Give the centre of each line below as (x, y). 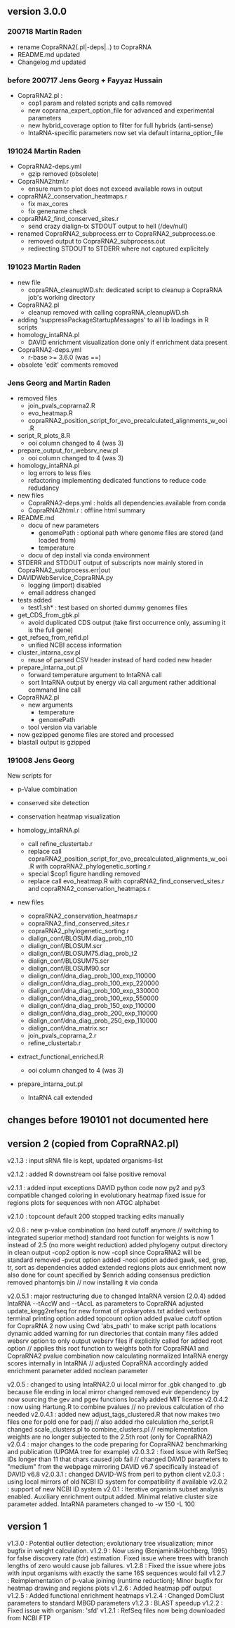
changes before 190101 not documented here (108, 1119)
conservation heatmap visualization (69, 816)
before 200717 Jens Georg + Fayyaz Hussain (85, 80)
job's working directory (61, 297)
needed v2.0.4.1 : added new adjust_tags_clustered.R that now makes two (114, 1415)
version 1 (27, 1526)
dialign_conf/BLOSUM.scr (65, 946)
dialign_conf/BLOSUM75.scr (68, 961)
